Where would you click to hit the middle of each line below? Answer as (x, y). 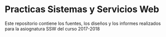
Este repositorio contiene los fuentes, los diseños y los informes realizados (83, 23)
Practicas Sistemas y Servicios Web (82, 9)
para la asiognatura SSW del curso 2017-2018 (52, 28)
